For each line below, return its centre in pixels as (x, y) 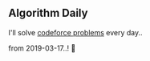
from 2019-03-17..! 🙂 (42, 48)
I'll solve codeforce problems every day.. (75, 32)
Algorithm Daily (48, 13)
